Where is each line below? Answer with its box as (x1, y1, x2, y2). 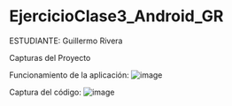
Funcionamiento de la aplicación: (9, 69, 130, 80)
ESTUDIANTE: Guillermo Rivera (9, 35, 123, 46)
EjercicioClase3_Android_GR (9, 6, 224, 26)
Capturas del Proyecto (9, 52, 91, 63)
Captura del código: (9, 87, 82, 97)
